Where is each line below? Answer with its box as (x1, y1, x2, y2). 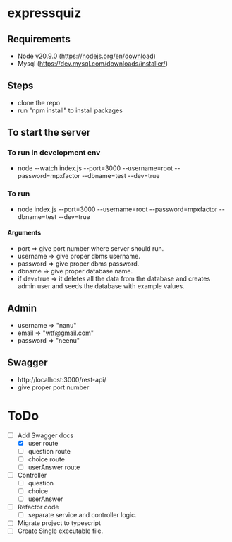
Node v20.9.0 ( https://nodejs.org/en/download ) (17, 52, 157, 60)
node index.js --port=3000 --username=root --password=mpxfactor (17, 205, 218, 213)
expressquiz (7, 5, 82, 21)
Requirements (7, 33, 71, 45)
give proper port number (17, 383, 90, 391)
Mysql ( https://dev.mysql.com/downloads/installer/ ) (17, 59, 168, 68)
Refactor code (17, 503, 59, 512)
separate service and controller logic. (28, 511, 138, 519)
